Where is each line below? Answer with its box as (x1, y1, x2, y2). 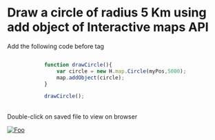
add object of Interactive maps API (7, 19, 209, 35)
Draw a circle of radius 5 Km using (7, 5, 207, 21)
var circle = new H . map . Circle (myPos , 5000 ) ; (56, 67, 187, 75)
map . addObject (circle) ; (56, 74, 125, 81)
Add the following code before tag (7, 42, 105, 50)
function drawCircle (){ (43, 61, 112, 68)
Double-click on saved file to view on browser (7, 113, 138, 121)
